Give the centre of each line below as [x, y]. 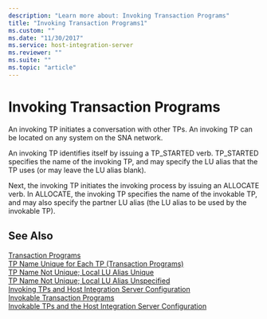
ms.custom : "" [32, 30]
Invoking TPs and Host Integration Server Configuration [99, 289]
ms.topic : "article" [43, 68]
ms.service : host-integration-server [71, 45]
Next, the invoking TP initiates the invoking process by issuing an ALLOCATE [134, 185]
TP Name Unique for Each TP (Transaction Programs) [96, 263]
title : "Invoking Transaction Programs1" [78, 23]
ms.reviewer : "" [35, 53]
